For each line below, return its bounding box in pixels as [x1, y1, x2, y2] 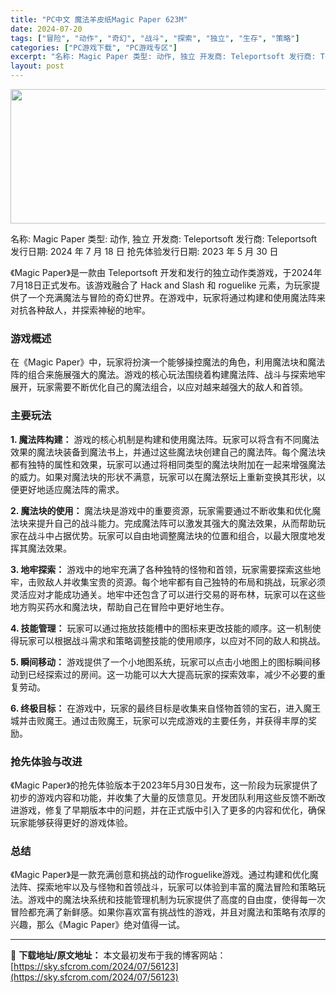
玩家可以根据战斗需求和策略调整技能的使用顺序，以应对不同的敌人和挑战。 [18, 634, 326, 646]
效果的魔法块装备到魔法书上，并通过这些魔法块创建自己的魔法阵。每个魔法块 [10, 446, 326, 458]
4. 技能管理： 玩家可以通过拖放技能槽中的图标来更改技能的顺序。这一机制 [10, 622, 313, 634]
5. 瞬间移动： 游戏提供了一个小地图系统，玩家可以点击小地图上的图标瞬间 [10, 656, 312, 668]
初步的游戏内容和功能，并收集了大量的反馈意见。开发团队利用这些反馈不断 [10, 791, 317, 803]
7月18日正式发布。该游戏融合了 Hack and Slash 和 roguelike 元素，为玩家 [10, 279, 312, 291]
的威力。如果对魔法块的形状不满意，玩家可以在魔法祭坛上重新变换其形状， [10, 471, 317, 483]
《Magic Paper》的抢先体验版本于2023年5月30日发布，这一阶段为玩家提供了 [10, 779, 319, 791]
